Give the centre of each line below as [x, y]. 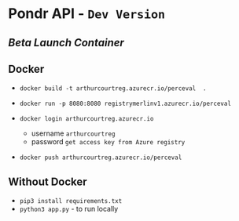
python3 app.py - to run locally [69, 209]
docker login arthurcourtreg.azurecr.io [86, 119]
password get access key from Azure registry [108, 142]
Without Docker [48, 181]
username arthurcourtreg [73, 133]
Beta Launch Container [66, 43]
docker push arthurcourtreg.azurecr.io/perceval [101, 158]
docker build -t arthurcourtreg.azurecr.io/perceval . [113, 89]
